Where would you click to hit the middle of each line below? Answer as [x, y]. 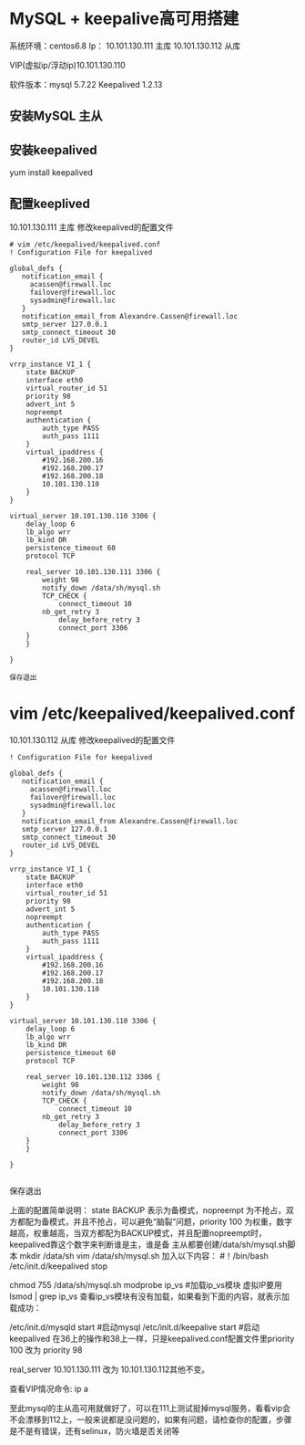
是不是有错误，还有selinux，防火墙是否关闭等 [95, 1430]
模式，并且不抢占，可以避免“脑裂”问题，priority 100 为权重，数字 [171, 1221]
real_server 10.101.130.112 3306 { [93, 1077]
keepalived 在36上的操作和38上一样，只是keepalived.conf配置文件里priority [152, 1338]
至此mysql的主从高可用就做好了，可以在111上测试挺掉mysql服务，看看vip [146, 1408]
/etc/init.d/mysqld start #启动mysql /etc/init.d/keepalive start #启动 [135, 1327]
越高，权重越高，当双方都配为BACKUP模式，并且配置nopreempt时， [138, 1232]
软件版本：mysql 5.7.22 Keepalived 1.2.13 [86, 84]
